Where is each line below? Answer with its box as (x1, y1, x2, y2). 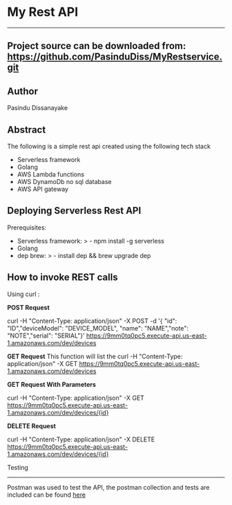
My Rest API (7, 4, 79, 20)
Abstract (7, 124, 46, 136)
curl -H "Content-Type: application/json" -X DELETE (7, 435, 155, 443)
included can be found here (7, 490, 86, 499)
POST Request (7, 303, 50, 311)
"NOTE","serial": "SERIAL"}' (7, 331, 85, 340)
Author (7, 85, 38, 97)
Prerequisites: (7, 223, 47, 232)
